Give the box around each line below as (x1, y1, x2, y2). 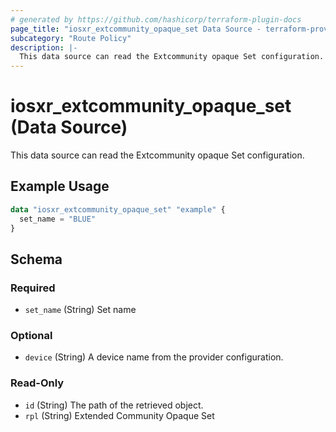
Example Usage (10, 178, 110, 195)
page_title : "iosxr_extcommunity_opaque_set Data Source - (10, 24, 262, 34)
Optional (10, 329, 53, 343)
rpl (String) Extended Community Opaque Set (24, 409, 215, 421)
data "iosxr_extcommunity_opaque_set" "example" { (10, 204, 226, 215)
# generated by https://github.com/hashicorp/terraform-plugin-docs (10, 14, 302, 25)
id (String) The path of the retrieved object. (24, 399, 204, 411)
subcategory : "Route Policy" (10, 33, 132, 43)
